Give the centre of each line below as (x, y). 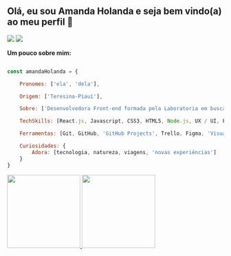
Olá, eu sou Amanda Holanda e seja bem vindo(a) (114, 11)
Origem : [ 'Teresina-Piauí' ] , (61, 96)
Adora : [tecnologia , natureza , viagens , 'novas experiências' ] (124, 152)
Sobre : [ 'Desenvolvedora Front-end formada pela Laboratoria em (113, 109)
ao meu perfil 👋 (40, 22)
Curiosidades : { (43, 146)
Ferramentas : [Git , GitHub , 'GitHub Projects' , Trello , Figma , (112, 134)
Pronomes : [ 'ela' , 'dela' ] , (59, 84)
